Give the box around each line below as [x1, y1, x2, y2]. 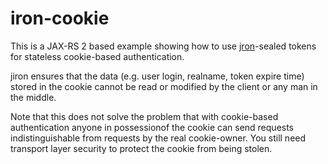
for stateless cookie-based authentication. [10, 50, 185, 62]
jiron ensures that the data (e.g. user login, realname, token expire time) [10, 70, 305, 82]
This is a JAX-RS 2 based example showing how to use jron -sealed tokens [10, 40, 317, 52]
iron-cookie [10, 7, 110, 30]
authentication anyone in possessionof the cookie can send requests [10, 121, 295, 133]
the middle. [10, 91, 57, 103]
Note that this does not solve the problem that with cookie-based [10, 110, 279, 122]
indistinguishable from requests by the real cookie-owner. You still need [10, 132, 307, 144]
